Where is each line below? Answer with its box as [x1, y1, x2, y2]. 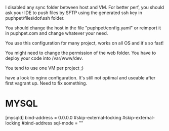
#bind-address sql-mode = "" [21, 120, 83, 126]
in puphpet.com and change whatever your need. [5, 30, 108, 36]
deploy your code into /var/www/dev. [5, 55, 83, 61]
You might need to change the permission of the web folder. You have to [5, 50, 156, 56]
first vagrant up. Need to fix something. [5, 80, 88, 86]
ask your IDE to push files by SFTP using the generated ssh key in [5, 10, 143, 16]
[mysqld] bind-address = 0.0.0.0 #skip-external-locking [5, 114, 121, 120]
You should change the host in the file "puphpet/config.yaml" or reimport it [5, 25, 161, 31]
